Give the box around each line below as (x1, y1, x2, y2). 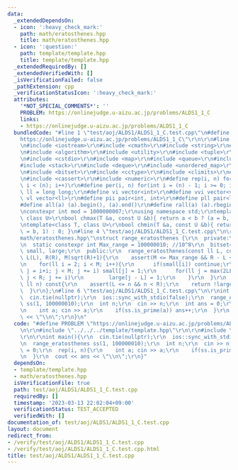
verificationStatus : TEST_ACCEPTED (13, 405, 119, 413)
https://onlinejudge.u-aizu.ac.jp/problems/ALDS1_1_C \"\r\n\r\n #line (20, 135, 230, 142)
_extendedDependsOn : (13, 17, 74, 24)
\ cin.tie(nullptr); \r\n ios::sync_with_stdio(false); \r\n (20, 293, 204, 301)
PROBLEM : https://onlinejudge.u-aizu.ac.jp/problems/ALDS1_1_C (20, 109, 211, 116)
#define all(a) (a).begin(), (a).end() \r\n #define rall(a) (20, 201, 198, 209)
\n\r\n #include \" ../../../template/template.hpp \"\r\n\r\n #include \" (20, 327, 236, 334)
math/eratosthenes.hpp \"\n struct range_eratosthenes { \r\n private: (20, 235, 230, 242)
